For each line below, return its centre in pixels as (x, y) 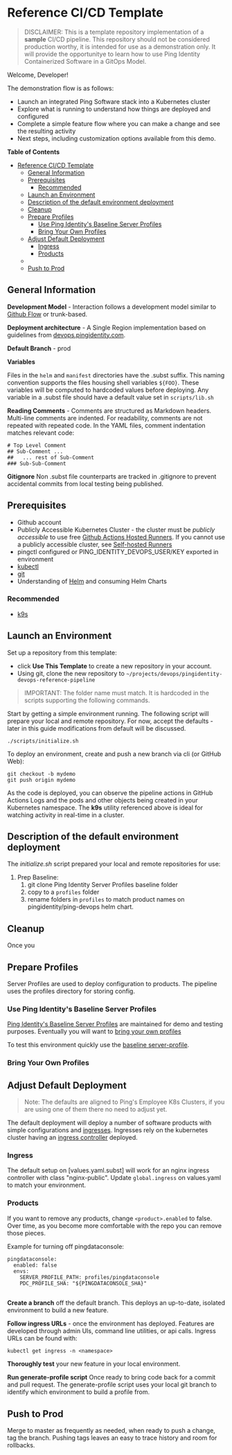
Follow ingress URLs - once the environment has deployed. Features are (111, 1323)
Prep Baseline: (38, 877)
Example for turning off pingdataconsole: (66, 1246)
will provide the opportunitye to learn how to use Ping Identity (112, 54)
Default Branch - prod (39, 348)
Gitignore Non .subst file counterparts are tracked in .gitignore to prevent (112, 476)
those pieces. (27, 1233)
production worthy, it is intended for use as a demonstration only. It (120, 46)
